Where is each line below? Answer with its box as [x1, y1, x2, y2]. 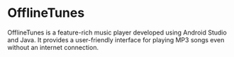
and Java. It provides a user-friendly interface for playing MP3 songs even [7, 35, 225, 44]
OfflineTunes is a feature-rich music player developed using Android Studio [7, 28, 227, 37]
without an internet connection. [7, 43, 99, 51]
